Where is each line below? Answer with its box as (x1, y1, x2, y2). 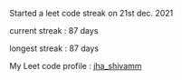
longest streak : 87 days (9, 43, 100, 54)
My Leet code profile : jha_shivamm (9, 61, 142, 71)
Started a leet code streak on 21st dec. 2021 (9, 8, 174, 18)
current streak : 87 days (9, 25, 99, 35)
